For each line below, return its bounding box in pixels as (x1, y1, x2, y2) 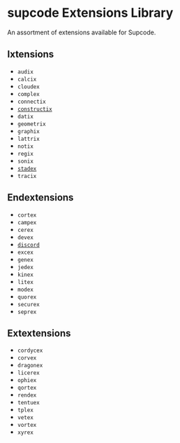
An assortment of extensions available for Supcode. (7, 28, 156, 36)
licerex (17, 369, 40, 376)
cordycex (17, 347, 43, 355)
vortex (17, 422, 37, 429)
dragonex (17, 362, 43, 369)
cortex (17, 212, 37, 219)
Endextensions (7, 191, 74, 204)
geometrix (17, 121, 47, 128)
